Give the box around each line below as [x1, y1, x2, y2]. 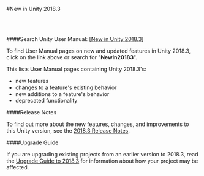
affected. [6, 164, 29, 170]
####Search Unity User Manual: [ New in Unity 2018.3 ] [6, 35, 144, 42]
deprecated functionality [15, 97, 78, 104]
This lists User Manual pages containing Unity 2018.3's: [6, 65, 147, 73]
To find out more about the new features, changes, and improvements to [6, 120, 189, 128]
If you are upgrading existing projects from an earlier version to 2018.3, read [6, 151, 198, 158]
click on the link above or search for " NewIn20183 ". [6, 54, 138, 61]
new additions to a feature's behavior [15, 90, 110, 97]
